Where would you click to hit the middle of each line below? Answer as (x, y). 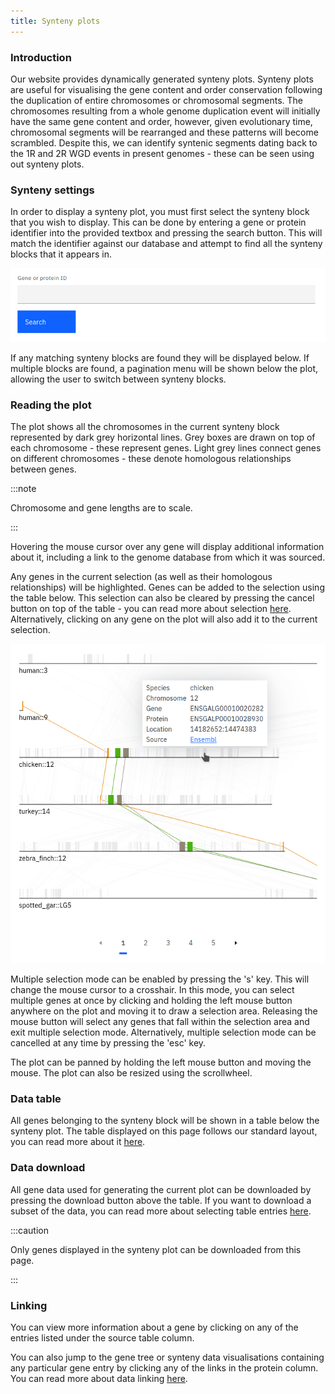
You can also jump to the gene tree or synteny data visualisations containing (167, 1357)
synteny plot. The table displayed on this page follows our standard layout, (164, 1131)
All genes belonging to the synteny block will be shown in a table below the (165, 1121)
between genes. (43, 469)
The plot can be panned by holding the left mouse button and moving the (161, 1062)
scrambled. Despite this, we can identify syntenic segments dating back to (164, 142)
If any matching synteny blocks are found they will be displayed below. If (160, 358)
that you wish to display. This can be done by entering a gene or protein (158, 222)
